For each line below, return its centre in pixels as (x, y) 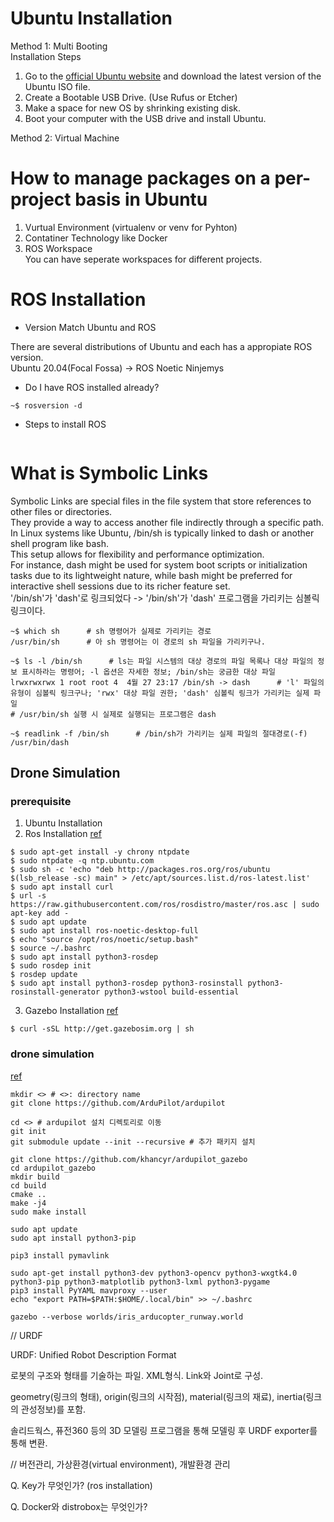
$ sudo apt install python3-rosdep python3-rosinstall (127, 983)
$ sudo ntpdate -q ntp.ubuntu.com (82, 861)
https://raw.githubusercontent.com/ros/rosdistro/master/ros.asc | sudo (165, 905)
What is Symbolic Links (109, 473)
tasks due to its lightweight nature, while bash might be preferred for (151, 575)
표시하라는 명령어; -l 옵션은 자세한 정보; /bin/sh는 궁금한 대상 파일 (148, 672)
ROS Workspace (58, 248)
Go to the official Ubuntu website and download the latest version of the (173, 76)
